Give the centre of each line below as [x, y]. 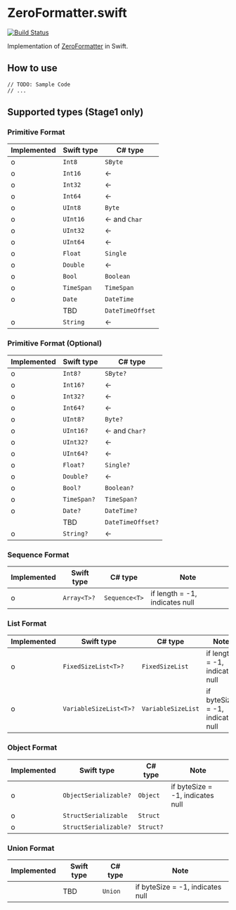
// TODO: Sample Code [39, 84]
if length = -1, [174, 594]
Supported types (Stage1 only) [76, 112]
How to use [32, 68]
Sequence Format [38, 555]
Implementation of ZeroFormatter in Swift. [68, 46]
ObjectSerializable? [97, 795]
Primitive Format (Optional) [55, 343]
